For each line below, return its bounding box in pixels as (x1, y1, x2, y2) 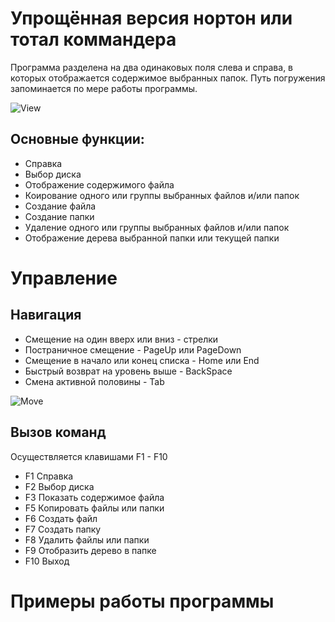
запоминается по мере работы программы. (10, 82, 198, 94)
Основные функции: (10, 131, 145, 148)
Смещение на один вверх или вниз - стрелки (24, 333, 219, 345)
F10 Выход (24, 555, 70, 567)
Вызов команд (10, 424, 107, 441)
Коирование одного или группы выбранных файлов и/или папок (24, 189, 300, 201)
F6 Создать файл (24, 512, 98, 524)
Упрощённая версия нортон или (10, 7, 293, 30)
